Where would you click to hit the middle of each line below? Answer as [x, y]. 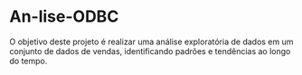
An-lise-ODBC [64, 17]
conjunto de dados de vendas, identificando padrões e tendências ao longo [150, 51]
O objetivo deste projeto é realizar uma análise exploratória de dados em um [151, 42]
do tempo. [28, 61]
